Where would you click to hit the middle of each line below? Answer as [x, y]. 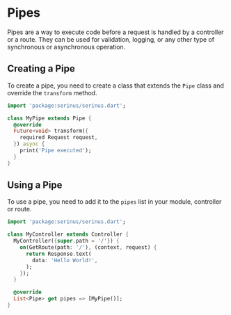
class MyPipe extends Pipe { [49, 118]
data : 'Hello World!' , [65, 260]
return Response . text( [58, 254]
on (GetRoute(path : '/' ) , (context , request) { [88, 248]
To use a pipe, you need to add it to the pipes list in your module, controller [114, 202]
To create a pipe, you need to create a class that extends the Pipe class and [116, 86]
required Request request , [59, 138]
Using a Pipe [35, 185]
